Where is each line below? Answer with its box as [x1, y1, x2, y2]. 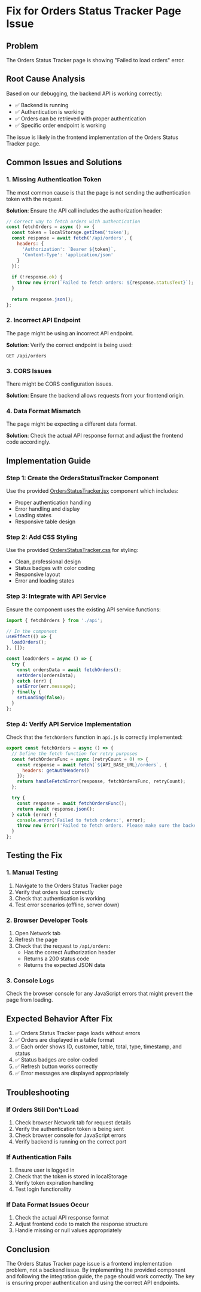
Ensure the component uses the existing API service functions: [6, 606, 161, 613]
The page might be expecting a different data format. [6, 420, 137, 427]
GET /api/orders [6, 353, 47, 359]
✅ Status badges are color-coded [14, 1056, 98, 1063]
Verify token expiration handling [14, 1179, 94, 1187]
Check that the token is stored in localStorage [14, 1173, 127, 1180]
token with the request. [6, 195, 63, 202]
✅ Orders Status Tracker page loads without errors [14, 1030, 141, 1037]
